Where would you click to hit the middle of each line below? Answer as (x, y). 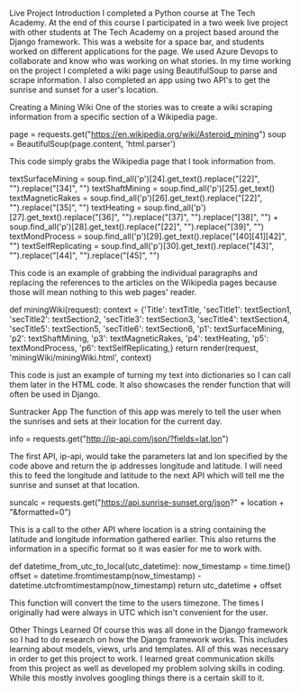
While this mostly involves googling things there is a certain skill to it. (137, 678)
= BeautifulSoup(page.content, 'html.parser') (93, 144)
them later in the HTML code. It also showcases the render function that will (150, 384)
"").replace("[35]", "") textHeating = (76, 208)
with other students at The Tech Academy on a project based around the (144, 32)
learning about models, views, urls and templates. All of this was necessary (149, 649)
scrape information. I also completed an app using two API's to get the (140, 80)
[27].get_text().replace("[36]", (64, 217)
